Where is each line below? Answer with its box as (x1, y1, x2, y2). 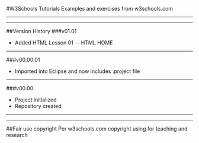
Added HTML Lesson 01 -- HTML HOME (14, 39, 114, 46)
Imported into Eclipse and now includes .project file (14, 68, 140, 75)
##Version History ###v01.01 (6, 28, 77, 34)
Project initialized (14, 96, 57, 103)
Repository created (14, 103, 62, 109)
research (6, 132, 28, 138)
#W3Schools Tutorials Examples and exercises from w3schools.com (6, 5, 174, 12)
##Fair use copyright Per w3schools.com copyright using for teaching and (6, 125, 188, 132)
